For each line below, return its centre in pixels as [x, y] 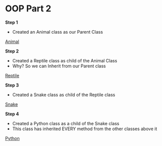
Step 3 [12, 85]
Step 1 [12, 22]
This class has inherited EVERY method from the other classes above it [85, 129]
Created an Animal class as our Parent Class [57, 32]
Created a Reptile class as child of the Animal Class [65, 60]
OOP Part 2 [28, 9]
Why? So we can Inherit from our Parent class [59, 66]
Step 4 [12, 114]
